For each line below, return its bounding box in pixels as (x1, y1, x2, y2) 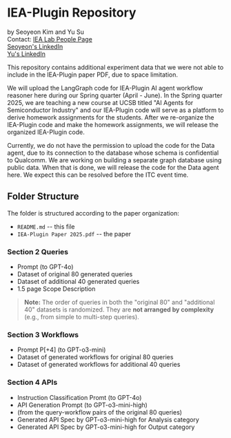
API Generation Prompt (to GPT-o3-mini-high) (17, 401, 148, 409)
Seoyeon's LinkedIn (7, 42, 63, 50)
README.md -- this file (17, 222, 75, 231)
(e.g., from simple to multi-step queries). (23, 313, 139, 321)
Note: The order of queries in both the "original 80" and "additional (23, 298, 215, 307)
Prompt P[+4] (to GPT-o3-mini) (17, 345, 106, 354)
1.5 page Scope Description (17, 285, 96, 293)
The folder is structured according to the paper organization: (7, 209, 179, 217)
